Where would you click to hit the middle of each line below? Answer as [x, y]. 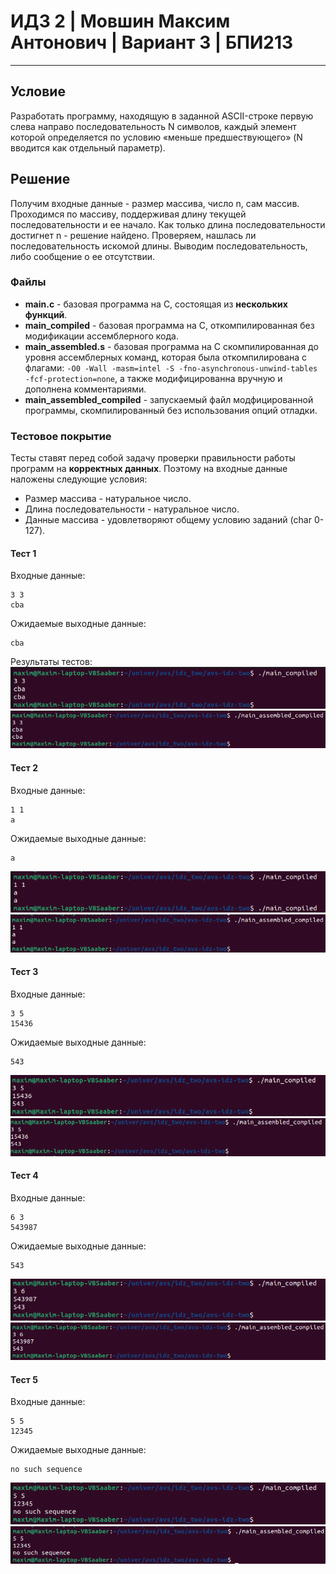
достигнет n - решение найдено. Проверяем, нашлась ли [133, 235]
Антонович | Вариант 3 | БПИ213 [152, 42]
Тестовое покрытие [61, 436]
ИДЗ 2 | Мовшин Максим [120, 21]
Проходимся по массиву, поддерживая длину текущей [128, 214]
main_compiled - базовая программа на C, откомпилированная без [169, 325]
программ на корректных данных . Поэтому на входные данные [149, 469]
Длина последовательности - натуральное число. [132, 509]
